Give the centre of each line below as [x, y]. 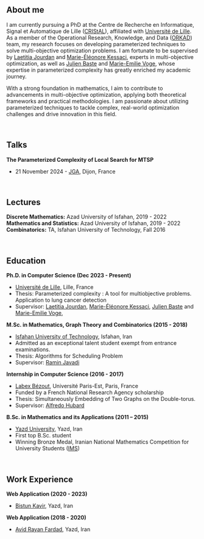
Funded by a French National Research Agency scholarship [90, 392]
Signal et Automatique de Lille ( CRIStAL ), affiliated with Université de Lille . [99, 31]
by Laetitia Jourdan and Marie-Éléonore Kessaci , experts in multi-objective [100, 57]
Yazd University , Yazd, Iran [49, 429]
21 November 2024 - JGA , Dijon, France [65, 171]
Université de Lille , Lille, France [54, 287]
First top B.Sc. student [43, 436]
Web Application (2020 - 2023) [47, 494]
